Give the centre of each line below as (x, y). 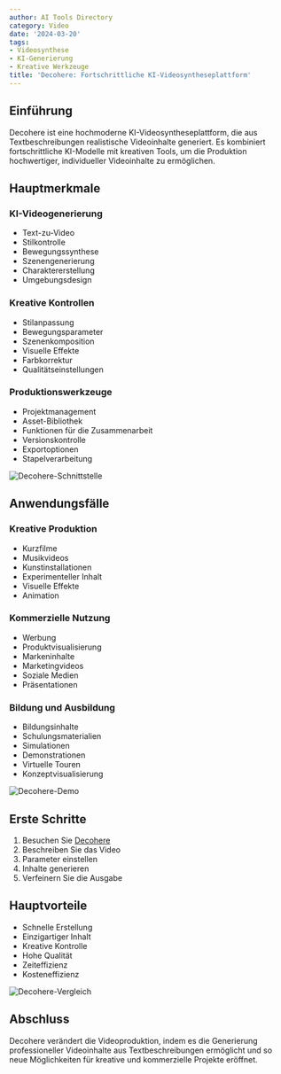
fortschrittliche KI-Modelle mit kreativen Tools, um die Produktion (128, 151)
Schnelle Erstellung (57, 927)
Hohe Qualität (47, 955)
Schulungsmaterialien (62, 736)
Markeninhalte (48, 656)
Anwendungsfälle (59, 504)
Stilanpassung (48, 322)
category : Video (39, 26)
